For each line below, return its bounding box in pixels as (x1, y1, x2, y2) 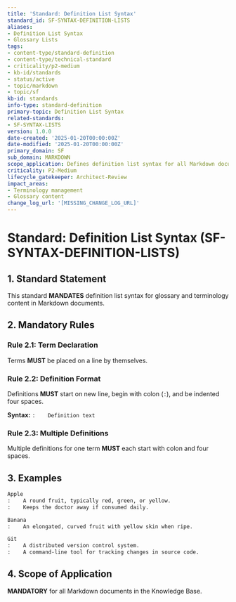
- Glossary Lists (7, 37, 58, 44)
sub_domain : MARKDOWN (7, 154, 71, 162)
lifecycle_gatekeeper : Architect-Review (7, 174, 128, 181)
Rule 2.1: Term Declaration (7, 340, 98, 350)
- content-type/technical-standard (7, 56, 112, 63)
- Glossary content (7, 193, 65, 200)
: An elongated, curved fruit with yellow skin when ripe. (7, 523, 193, 530)
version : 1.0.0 (7, 128, 52, 135)
